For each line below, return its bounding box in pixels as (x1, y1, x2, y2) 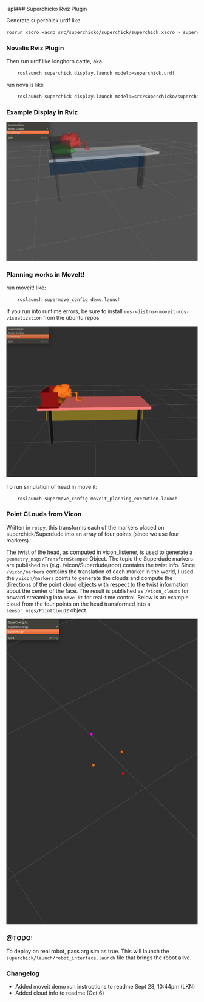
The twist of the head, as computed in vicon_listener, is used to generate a (6, 548, 193, 556)
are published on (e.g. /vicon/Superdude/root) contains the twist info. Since (6, 561, 195, 568)
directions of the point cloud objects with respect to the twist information (6, 581, 189, 588)
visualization (6, 315, 42, 321)
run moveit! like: (6, 284, 47, 291)
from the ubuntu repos (43, 314, 100, 321)
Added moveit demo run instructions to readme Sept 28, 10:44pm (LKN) (15, 983, 195, 990)
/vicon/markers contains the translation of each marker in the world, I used (6, 568, 194, 575)
